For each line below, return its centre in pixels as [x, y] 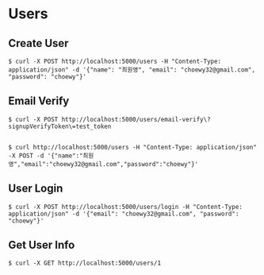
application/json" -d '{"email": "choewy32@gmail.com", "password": [124, 214]
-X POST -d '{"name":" [46, 156]
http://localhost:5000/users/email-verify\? [136, 119]
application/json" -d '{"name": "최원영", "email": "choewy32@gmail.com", [132, 70]
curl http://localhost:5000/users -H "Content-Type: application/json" [136, 147]
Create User [38, 43]
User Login [36, 189]
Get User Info [42, 245]
